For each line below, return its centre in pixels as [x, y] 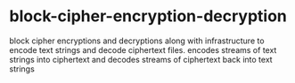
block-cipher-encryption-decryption [148, 16]
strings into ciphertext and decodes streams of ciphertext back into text [141, 59]
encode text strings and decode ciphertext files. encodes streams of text [143, 49]
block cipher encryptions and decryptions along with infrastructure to [137, 41]
